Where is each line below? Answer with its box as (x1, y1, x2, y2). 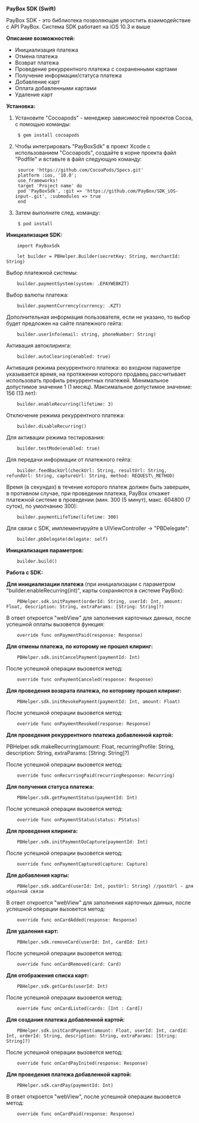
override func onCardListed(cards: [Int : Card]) (17, 1005, 143, 1011)
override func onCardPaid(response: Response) (17, 1111, 135, 1117)
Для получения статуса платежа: (6, 783, 94, 790)
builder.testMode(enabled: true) (17, 445, 100, 451)
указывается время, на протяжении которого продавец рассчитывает (6, 370, 186, 378)
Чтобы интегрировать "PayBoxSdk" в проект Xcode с (14, 143, 151, 149)
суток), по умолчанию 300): (6, 502, 78, 510)
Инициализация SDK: (6, 231, 63, 238)
